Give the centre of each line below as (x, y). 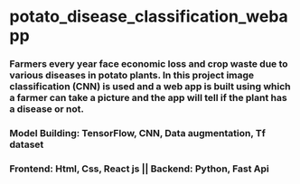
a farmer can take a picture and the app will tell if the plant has (148, 98)
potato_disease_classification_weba (149, 17)
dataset (27, 144)
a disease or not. (47, 109)
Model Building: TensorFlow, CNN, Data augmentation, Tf (138, 133)
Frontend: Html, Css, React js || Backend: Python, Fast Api (139, 169)
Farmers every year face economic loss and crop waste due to (149, 64)
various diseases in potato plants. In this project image (132, 76)
